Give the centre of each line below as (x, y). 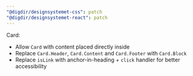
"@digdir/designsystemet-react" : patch (57, 18)
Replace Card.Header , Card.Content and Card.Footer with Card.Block (101, 53)
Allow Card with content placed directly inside (72, 47)
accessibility (31, 66)
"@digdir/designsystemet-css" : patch (54, 12)
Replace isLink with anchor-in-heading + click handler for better (97, 60)
